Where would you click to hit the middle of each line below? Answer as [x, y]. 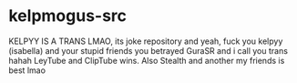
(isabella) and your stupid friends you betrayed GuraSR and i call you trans [148, 50]
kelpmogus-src [68, 16]
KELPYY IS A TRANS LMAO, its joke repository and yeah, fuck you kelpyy [146, 41]
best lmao [27, 70]
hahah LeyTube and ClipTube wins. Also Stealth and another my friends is [147, 60]
